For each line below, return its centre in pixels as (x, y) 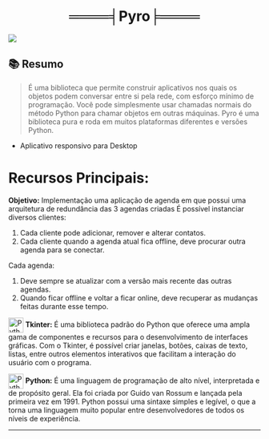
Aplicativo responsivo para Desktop (78, 145)
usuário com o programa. (50, 362)
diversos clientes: (37, 217)
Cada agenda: (31, 265)
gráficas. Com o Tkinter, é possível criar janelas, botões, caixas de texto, (128, 345)
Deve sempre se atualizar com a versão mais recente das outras (126, 280)
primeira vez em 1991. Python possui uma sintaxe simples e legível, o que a (132, 401)
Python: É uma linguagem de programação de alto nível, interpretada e (143, 381)
